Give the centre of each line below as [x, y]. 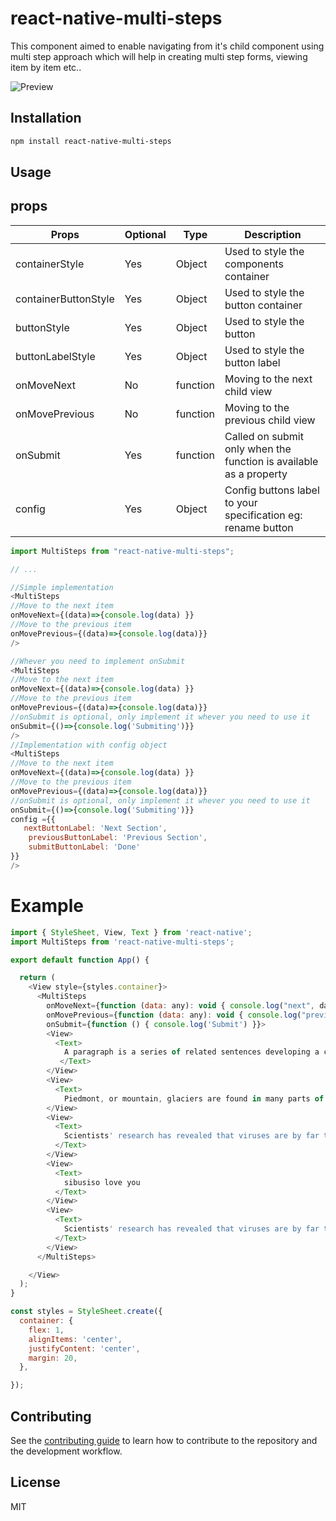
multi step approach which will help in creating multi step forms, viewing [159, 56]
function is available [271, 461]
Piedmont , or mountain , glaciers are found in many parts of [194, 1098]
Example [47, 906]
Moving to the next [268, 379]
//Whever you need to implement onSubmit [98, 661]
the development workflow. [66, 1451]
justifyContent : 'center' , [84, 1348]
